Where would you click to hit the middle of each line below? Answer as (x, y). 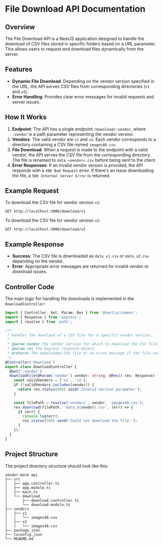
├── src (13, 479)
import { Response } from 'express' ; (43, 317)
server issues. (26, 102)
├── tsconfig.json (24, 534)
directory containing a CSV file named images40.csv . (64, 144)
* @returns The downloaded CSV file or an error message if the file (79, 353)
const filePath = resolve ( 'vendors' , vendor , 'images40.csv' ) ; (79, 403)
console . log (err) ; (41, 416)
